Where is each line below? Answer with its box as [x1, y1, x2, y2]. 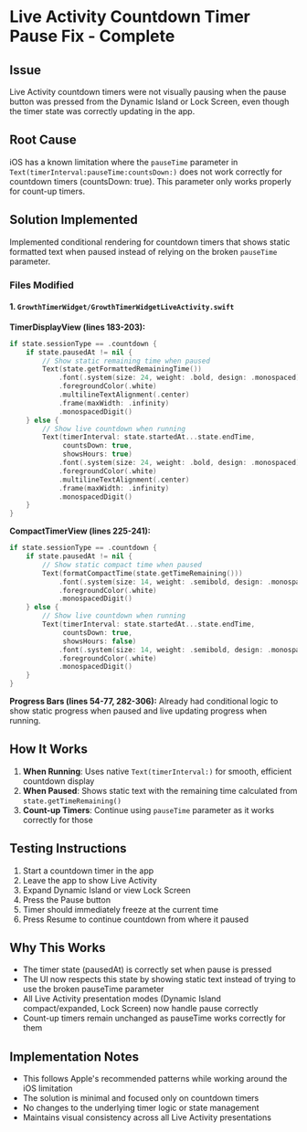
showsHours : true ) [62, 450, 132, 459]
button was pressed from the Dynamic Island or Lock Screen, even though [9, 96, 290, 107]
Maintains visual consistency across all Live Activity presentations [22, 1112, 272, 1123]
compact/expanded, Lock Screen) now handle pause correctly [22, 1003, 259, 1014]
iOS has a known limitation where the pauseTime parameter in [9, 156, 238, 167]
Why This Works [9, 940, 107, 956]
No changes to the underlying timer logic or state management [22, 1103, 259, 1114]
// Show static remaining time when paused [42, 356, 210, 365]
